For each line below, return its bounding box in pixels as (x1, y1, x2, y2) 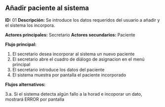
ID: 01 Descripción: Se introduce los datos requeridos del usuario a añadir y (5, 17, 160, 23)
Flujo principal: (5, 41, 37, 47)
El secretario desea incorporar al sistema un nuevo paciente (12, 51, 135, 57)
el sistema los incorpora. (5, 22, 55, 28)
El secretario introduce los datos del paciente (12, 67, 105, 72)
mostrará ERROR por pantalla (5, 96, 65, 102)
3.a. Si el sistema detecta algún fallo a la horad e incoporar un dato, (5, 91, 142, 97)
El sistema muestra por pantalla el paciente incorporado (12, 71, 126, 78)
